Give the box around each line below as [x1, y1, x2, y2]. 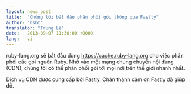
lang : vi [6, 36, 33, 42]
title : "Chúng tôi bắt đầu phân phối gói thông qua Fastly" [6, 14, 159, 20]
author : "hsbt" [6, 19, 43, 25]
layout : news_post [6, 8, 51, 15]
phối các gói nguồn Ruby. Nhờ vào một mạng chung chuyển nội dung [6, 58, 175, 65]
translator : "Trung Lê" [6, 25, 65, 31]
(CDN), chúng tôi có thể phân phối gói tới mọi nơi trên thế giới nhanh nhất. [6, 65, 185, 71]
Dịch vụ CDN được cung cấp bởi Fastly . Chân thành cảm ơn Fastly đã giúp [6, 76, 185, 83]
